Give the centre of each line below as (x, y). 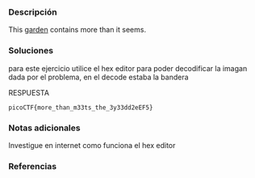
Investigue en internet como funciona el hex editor (92, 145)
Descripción (33, 12)
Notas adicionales (44, 128)
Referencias (33, 166)
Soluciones (31, 51)
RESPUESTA (29, 92)
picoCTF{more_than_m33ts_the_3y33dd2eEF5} (81, 108)
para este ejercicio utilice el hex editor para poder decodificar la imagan (128, 68)
